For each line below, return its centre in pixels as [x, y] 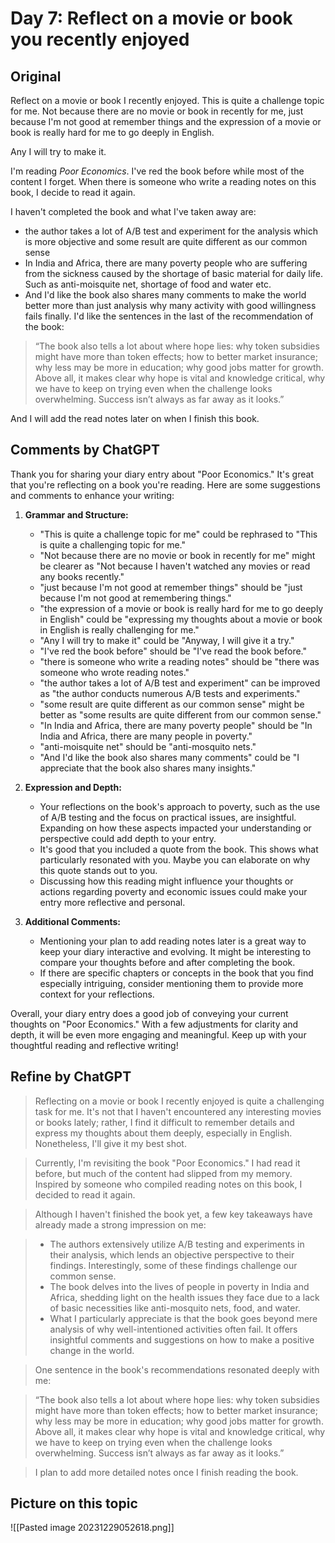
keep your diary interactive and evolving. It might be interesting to [175, 951]
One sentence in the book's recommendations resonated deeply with [177, 1369]
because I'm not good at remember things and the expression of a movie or [166, 121]
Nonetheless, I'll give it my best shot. [110, 1143]
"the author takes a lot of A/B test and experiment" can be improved [180, 683]
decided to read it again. [85, 1194]
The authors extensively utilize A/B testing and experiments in [177, 1244]
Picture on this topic [74, 1503]
